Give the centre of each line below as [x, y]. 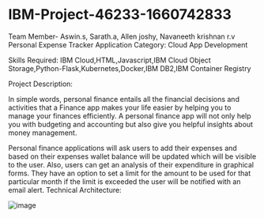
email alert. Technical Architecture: [65, 190]
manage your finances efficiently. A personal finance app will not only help [130, 115]
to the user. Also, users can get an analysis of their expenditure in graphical [131, 164]
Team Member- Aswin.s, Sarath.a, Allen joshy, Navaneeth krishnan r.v [122, 36]
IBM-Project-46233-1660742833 [120, 15]
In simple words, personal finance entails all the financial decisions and [124, 99]
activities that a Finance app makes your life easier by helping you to [120, 107]
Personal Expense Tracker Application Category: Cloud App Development [128, 44]
